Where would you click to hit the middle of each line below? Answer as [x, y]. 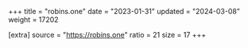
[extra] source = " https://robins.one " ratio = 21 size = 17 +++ [107, 35]
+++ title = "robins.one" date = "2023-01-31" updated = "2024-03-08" [124, 11]
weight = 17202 [33, 20]
